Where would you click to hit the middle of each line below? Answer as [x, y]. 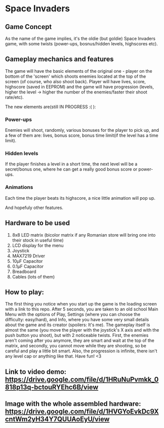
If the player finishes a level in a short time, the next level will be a [71, 164]
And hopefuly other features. [34, 208]
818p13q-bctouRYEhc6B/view [52, 387]
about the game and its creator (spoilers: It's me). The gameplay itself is [78, 325]
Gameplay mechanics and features [59, 59]
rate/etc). [14, 97]
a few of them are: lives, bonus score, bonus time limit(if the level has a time [82, 135]
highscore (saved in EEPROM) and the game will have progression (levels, [80, 87]
